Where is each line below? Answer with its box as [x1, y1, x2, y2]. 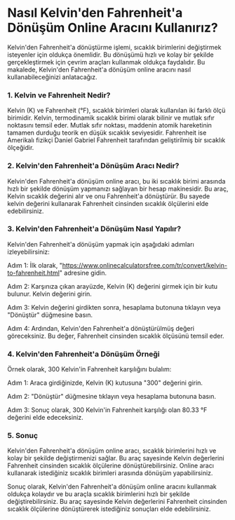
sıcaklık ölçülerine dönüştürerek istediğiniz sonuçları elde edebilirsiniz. [7, 505, 211, 513]
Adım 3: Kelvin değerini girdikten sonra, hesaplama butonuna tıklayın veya [7, 303, 221, 311]
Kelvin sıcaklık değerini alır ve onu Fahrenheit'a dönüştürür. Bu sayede [7, 191, 210, 200]
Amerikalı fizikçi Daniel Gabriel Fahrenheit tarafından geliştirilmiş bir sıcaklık [7, 136, 226, 144]
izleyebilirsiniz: [7, 247, 51, 256]
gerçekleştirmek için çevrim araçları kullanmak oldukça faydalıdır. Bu [7, 57, 206, 66]
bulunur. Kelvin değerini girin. [7, 289, 93, 298]
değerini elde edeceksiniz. [7, 413, 84, 422]
